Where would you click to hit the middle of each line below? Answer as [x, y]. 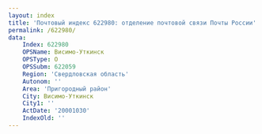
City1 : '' [39, 103]
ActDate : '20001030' [56, 111]
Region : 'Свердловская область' [76, 74]
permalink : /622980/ [42, 30]
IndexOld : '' [44, 118]
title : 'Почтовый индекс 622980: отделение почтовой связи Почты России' [133, 23]
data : [17, 37]
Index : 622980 [46, 45]
